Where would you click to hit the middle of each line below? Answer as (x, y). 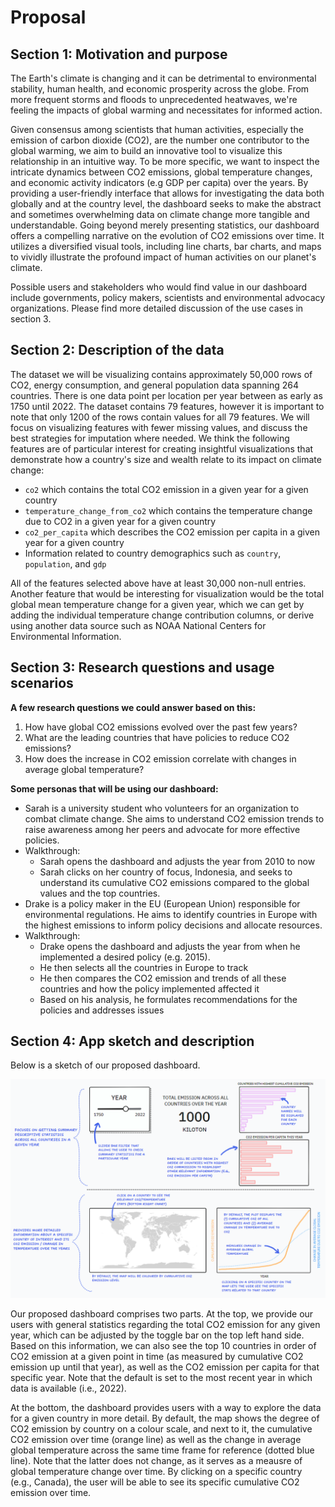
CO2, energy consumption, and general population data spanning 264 (155, 385)
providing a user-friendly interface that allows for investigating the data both (167, 193)
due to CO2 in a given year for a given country (120, 521)
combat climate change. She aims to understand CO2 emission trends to (174, 818)
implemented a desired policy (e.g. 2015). (125, 957)
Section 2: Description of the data (117, 350)
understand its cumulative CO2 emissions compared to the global (174, 882)
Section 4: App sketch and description (132, 1041)
